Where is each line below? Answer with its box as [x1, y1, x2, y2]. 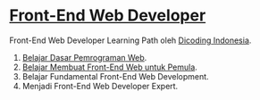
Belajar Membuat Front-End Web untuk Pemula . [21, 62, 198, 72]
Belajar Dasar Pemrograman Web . [21, 52, 147, 62]
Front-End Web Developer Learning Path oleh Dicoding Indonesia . [9, 35, 252, 46]
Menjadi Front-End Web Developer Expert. [21, 80, 179, 91]
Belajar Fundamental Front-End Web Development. [21, 71, 209, 81]
